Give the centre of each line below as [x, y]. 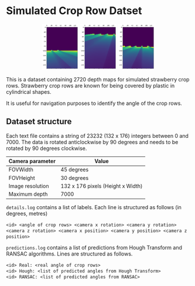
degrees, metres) [27, 213]
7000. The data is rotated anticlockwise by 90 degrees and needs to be [92, 142]
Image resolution [29, 186]
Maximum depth [28, 194]
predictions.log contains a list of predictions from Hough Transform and [94, 247]
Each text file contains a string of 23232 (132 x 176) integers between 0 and [97, 135]
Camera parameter [32, 161]
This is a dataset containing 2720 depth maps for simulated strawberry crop [98, 79]
